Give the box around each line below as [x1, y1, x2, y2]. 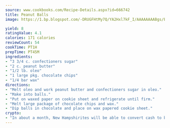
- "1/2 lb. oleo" [5, 68, 42, 73]
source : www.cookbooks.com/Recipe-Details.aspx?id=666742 [5, 7, 130, 13]
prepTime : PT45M [5, 49, 39, 55]
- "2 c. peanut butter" [5, 64, 56, 69]
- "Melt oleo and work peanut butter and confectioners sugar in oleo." [5, 87, 162, 92]
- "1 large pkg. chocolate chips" [5, 73, 78, 78]
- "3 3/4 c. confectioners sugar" [5, 59, 78, 64]
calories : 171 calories [5, 35, 56, 40]
